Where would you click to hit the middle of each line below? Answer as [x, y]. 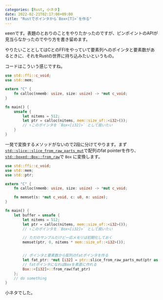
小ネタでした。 [20, 293]
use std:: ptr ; [20, 175]
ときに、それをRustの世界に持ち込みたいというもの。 [63, 56]
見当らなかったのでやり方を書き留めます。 [48, 39]
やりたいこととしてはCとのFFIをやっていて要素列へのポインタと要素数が [78, 50]
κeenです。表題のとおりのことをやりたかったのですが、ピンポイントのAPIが [81, 33]
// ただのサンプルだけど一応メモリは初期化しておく [68, 238]
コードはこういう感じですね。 [35, 66]
